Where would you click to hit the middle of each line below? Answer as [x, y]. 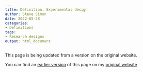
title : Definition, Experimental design [47, 9]
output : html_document [28, 41]
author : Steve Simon [26, 14]
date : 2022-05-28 [23, 18]
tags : [10, 32]
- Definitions [19, 28]
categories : [17, 23]
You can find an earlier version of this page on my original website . [72, 64]
